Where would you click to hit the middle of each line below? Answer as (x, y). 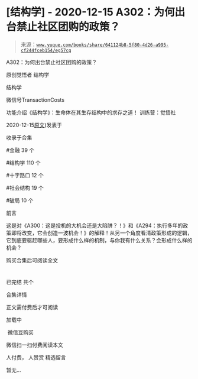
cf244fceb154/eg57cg (46, 50)
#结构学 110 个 (23, 163)
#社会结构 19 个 (25, 187)
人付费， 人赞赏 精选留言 (36, 358)
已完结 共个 (20, 282)
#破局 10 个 (20, 200)
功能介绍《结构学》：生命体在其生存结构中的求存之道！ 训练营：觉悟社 (91, 112)
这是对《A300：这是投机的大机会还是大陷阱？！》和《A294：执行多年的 (95, 225)
